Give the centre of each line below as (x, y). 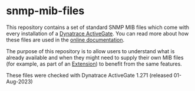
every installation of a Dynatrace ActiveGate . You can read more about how (97, 33)
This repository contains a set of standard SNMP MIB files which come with (98, 27)
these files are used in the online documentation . (65, 40)
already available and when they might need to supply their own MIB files (95, 57)
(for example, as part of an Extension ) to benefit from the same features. (94, 64)
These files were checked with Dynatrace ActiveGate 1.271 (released (89, 75)
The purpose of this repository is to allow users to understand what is (90, 51)
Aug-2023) (20, 82)
